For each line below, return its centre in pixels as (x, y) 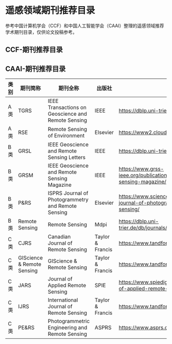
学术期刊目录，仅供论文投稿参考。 (41, 32)
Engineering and (68, 328)
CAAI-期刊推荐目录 (36, 69)
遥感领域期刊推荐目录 (50, 10)
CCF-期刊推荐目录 (34, 50)
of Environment (66, 136)
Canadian (59, 237)
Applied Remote (67, 286)
